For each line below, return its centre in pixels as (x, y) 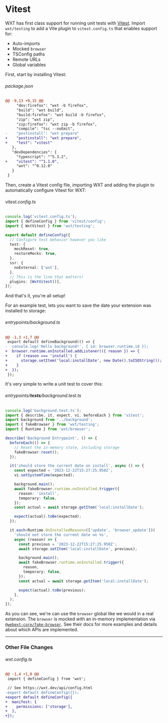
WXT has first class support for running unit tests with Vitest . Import (75, 23)
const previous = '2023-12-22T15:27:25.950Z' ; (68, 544)
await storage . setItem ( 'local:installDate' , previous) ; (78, 549)
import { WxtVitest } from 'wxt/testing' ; (50, 226)
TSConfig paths (28, 54)
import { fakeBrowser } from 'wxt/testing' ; (52, 425)
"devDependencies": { (34, 152)
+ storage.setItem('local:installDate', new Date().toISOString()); (84, 360)
